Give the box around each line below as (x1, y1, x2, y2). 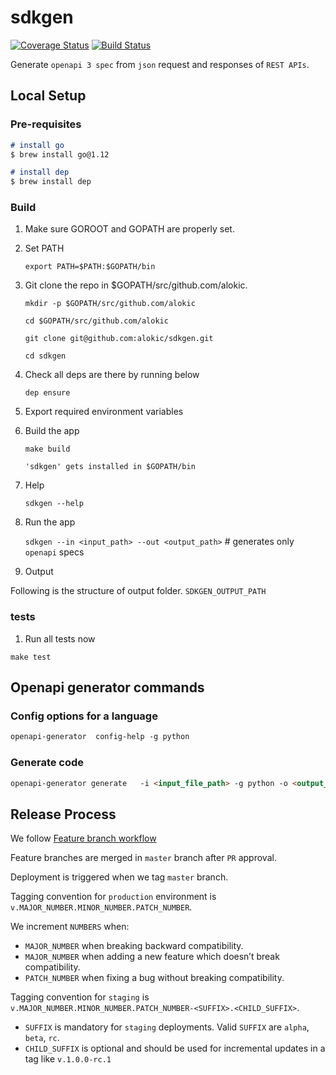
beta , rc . (24, 1032, 60, 1044)
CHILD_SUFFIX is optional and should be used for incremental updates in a (24, 1042, 326, 1055)
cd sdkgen (24, 351, 67, 361)
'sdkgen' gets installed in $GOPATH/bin (24, 462, 196, 472)
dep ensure (24, 388, 71, 398)
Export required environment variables (24, 406, 184, 418)
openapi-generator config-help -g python (10, 732, 190, 742)
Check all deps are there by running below (24, 369, 200, 381)
